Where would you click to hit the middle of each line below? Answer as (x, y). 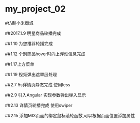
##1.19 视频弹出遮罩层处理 (31, 74)
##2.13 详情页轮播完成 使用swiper (39, 105)
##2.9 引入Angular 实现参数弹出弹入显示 (46, 95)
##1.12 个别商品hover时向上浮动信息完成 (45, 54)
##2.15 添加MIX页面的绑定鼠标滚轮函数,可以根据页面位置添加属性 (70, 115)
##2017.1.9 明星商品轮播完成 (33, 33)
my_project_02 (35, 9)
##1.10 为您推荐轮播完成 (29, 43)
